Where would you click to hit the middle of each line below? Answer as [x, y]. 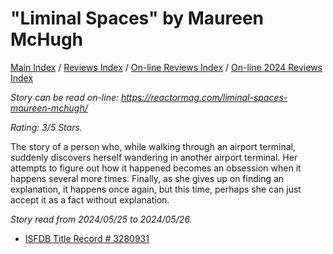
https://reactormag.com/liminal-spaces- [204, 97]
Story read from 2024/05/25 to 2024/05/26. [101, 219]
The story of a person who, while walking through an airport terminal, [153, 146]
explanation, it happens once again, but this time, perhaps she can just [156, 189]
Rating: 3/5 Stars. [46, 127]
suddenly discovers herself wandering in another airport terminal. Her [154, 157]
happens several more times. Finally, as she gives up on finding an [147, 178]
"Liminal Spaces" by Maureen [137, 18]
